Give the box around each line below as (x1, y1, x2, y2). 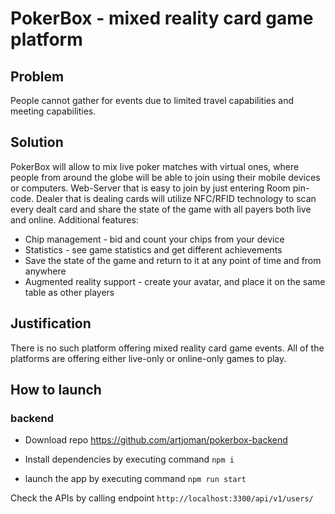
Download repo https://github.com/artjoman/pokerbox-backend (24, 434, 288, 446)
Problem (10, 68, 65, 85)
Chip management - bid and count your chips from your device (24, 233, 285, 245)
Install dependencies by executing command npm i (24, 453, 235, 466)
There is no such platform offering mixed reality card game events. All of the (10, 342, 325, 354)
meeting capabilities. (10, 105, 97, 117)
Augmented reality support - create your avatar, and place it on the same (24, 275, 326, 287)
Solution (10, 134, 64, 151)
